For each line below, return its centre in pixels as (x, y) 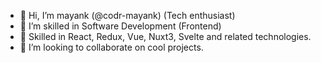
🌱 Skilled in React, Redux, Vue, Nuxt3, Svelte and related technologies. (165, 36)
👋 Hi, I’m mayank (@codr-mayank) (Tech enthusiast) (127, 15)
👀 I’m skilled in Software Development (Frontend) (120, 26)
